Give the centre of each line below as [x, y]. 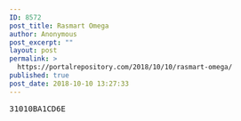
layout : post [33, 51]
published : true [39, 76]
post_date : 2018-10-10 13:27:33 [69, 84]
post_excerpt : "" [41, 42]
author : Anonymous [43, 34]
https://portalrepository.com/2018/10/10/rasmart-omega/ [125, 68]
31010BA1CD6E [38, 109]
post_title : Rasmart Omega [59, 26]
